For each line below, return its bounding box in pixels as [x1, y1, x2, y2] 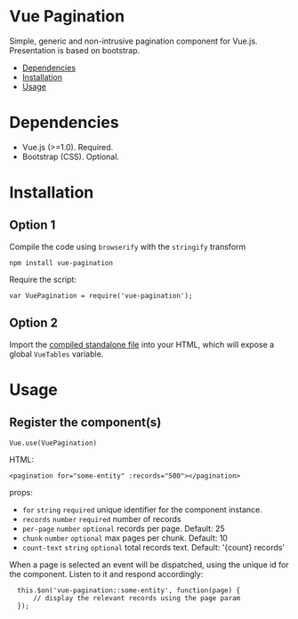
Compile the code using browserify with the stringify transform [9, 241, 246, 252]
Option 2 [9, 316, 58, 331]
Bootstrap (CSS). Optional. [21, 151, 120, 162]
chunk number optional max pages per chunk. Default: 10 [21, 532, 229, 543]
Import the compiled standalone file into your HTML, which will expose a [9, 339, 275, 350]
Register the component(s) [9, 415, 162, 430]
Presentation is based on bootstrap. [9, 44, 141, 55]
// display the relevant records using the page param [32, 593, 241, 602]
